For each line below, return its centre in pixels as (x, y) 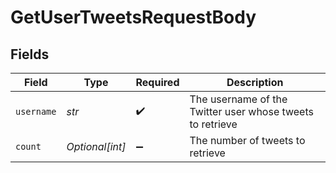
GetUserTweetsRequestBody (133, 17)
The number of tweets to (247, 140)
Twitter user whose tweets (251, 111)
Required (157, 82)
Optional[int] (96, 146)
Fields (30, 54)
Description (255, 82)
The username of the (238, 99)
